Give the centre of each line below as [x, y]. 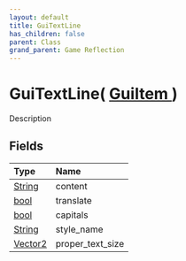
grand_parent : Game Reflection [67, 50]
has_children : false [47, 34]
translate [74, 200]
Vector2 [30, 243]
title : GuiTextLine [45, 26]
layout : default [39, 17]
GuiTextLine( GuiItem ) [94, 94]
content [72, 186]
